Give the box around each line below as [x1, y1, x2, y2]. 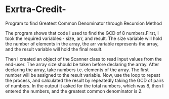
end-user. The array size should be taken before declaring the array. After [5, 61, 159, 67]
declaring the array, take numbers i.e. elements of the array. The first [5, 67, 149, 73]
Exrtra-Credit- [5, 4, 67, 15]
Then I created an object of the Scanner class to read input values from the [5, 56, 162, 62]
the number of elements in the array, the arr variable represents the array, [5, 40, 159, 46]
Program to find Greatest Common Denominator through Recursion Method [5, 20, 162, 26]
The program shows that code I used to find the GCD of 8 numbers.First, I [5, 30, 159, 36]
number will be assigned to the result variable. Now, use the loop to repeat [5, 72, 160, 78]
